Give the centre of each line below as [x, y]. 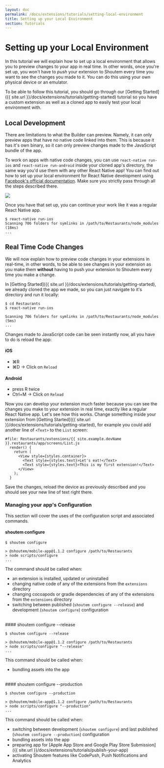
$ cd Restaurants [23, 304]
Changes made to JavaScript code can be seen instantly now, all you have [80, 334]
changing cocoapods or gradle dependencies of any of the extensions [83, 594]
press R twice [26, 389]
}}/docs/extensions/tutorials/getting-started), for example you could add [78, 425]
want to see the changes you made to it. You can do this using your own [78, 77]
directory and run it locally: [32, 294]
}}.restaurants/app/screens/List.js [42, 443]
